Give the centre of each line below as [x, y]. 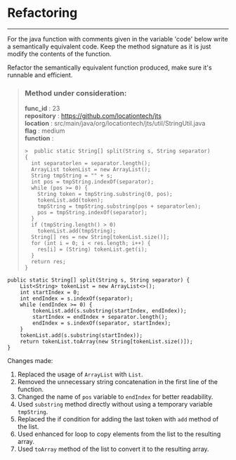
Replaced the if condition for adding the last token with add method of [118, 419]
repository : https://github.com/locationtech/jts [93, 116]
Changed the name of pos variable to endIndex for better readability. [115, 397]
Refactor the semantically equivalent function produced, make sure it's [110, 67]
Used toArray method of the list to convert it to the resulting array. [113, 449]
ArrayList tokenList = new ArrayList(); [91, 170]
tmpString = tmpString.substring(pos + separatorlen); [119, 206]
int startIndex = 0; [50, 293]
